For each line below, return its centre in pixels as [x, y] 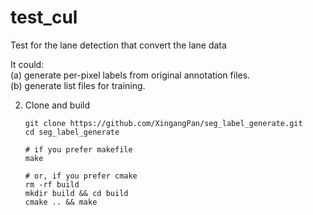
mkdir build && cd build [76, 193]
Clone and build [57, 105]
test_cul [44, 17]
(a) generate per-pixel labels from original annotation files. [130, 75]
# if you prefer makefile [78, 149]
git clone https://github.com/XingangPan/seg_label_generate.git [163, 123]
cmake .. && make [61, 202]
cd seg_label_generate [72, 132]
